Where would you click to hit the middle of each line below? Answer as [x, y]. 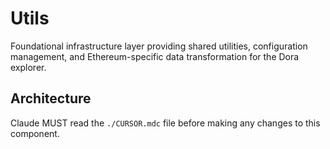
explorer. [28, 67]
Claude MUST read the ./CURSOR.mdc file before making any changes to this [165, 123]
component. [35, 133]
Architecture [51, 98]
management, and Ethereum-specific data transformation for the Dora [155, 56]
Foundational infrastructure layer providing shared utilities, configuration [159, 46]
